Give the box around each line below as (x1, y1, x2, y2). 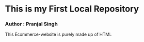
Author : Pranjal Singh (5, 21, 58, 28)
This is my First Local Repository (5, 3, 139, 14)
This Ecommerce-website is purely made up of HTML (5, 31, 112, 37)
